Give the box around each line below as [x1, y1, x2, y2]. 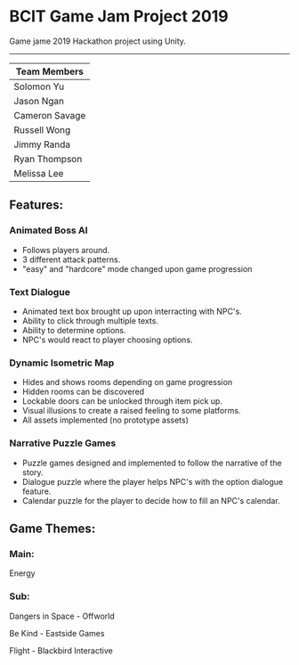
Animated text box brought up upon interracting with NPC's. [21, 306, 242, 316]
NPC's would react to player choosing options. [21, 334, 193, 345]
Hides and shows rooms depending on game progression [21, 377, 233, 388]
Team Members [15, 65, 85, 78]
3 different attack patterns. [21, 254, 121, 265]
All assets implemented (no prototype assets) [21, 415, 190, 425]
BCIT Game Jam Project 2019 [9, 6, 229, 27]
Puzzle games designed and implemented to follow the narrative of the [21, 457, 282, 468]
